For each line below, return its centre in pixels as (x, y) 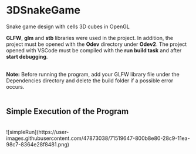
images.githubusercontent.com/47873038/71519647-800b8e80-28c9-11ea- (98, 138)
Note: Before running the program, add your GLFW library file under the (93, 74)
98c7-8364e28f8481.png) (38, 144)
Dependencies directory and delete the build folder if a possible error (90, 81)
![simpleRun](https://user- (38, 132)
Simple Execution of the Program (67, 111)
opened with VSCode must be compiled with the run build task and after (94, 50)
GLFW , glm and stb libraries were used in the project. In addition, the (90, 38)
